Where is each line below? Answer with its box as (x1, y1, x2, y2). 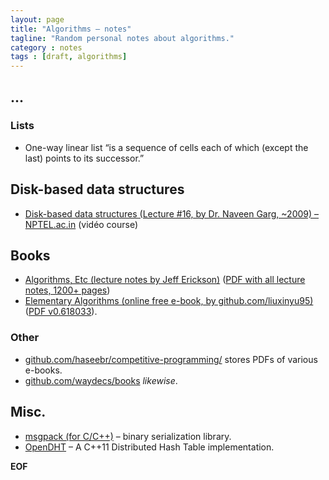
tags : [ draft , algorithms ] (10, 52, 128, 62)
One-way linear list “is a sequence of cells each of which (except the (24, 141, 309, 153)
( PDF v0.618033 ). (24, 306, 98, 318)
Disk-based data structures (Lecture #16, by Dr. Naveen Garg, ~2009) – (24, 207, 320, 220)
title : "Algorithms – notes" (10, 24, 132, 34)
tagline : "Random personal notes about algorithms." (10, 33, 235, 43)
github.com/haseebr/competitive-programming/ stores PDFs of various (24, 353, 318, 365)
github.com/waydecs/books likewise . (24, 374, 178, 386)
